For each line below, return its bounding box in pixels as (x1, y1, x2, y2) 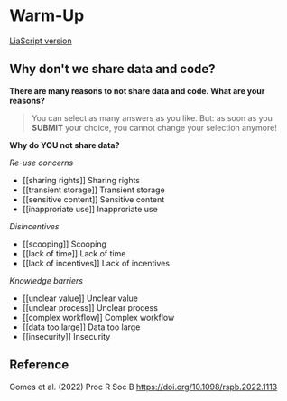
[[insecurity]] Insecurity (22, 331, 111, 341)
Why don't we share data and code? (9, 61, 216, 77)
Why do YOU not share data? (9, 139, 120, 150)
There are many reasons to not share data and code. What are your (9, 85, 265, 96)
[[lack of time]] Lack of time (22, 247, 126, 258)
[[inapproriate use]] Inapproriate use (22, 203, 158, 214)
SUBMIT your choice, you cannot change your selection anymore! (31, 122, 277, 133)
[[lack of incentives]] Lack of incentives (22, 257, 170, 268)
